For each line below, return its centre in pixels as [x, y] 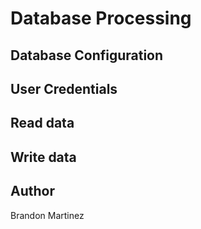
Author [32, 191]
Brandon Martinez [47, 215]
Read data [42, 123]
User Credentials [64, 88]
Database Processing [101, 18]
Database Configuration [87, 55]
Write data [43, 157]
